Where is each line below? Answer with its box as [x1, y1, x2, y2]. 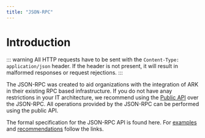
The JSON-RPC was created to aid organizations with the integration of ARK [6, 80, 199, 88]
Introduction [6, 35, 71, 49]
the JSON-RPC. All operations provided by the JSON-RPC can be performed [6, 100, 199, 107]
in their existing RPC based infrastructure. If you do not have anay [6, 87, 173, 94]
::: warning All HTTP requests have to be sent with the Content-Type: [6, 56, 179, 63]
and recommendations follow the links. [6, 125, 104, 132]
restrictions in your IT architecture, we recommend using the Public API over [6, 93, 199, 101]
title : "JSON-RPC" [6, 9, 53, 15]
